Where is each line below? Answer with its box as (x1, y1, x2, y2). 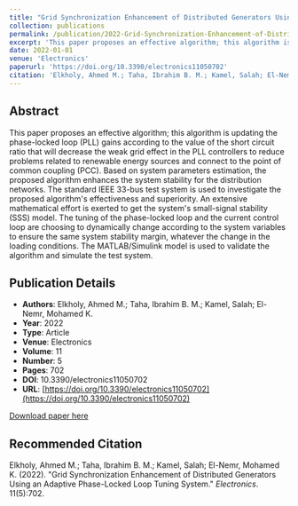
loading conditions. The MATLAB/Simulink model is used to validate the (9, 241, 271, 251)
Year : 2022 (21, 318, 64, 328)
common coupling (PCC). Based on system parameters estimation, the (9, 165, 267, 176)
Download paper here (9, 410, 89, 422)
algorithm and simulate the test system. (9, 249, 153, 260)
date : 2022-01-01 (9, 46, 74, 55)
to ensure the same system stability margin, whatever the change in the (9, 231, 271, 241)
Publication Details (9, 275, 116, 290)
